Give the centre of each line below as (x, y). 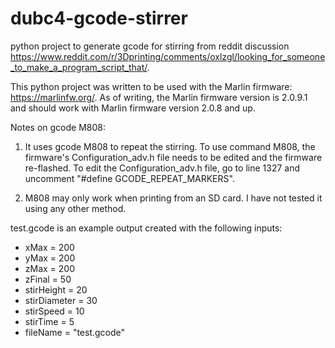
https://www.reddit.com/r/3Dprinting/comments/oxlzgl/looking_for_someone (168, 56)
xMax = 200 (49, 247)
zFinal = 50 (48, 279)
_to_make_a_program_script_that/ (79, 67)
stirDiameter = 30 (61, 300)
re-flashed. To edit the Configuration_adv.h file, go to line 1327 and (162, 168)
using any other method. (75, 208)
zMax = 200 (50, 268)
